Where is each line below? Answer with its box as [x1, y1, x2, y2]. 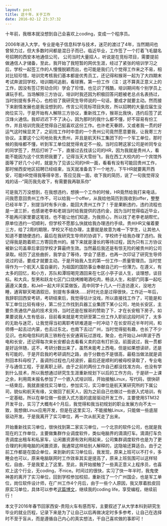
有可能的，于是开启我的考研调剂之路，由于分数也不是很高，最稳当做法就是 [5, 351, 158, 357]
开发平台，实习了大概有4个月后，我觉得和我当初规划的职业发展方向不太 [5, 401, 152, 407]
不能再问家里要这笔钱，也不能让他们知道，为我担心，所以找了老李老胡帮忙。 [5, 214, 162, 220]
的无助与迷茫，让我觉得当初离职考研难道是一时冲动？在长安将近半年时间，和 [5, 320, 162, 326]
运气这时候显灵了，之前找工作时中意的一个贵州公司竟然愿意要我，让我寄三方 [5, 129, 162, 135]
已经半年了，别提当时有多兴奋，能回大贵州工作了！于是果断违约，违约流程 [5, 201, 158, 207]
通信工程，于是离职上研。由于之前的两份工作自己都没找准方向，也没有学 [13, 363, 162, 369]
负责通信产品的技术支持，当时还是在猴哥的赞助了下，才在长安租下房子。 [9, 308, 158, 314]
